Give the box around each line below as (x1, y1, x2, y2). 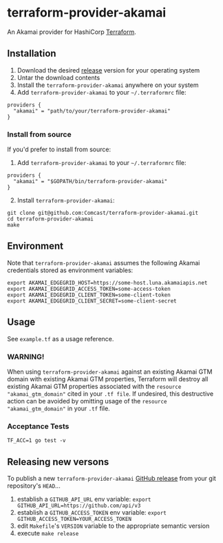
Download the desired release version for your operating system (17, 66, 200, 74)
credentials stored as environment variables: (7, 266, 134, 274)
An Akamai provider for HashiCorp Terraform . (7, 28, 136, 36)
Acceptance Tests (7, 421, 70, 431)
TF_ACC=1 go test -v (7, 437, 67, 444)
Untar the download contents (17, 73, 100, 82)
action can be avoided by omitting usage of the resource (7, 397, 167, 405)
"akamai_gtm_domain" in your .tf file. (7, 404, 110, 412)
